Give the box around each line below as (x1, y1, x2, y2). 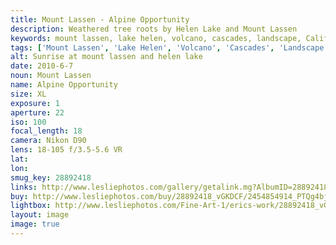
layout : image (10, 210, 70, 220)
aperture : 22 (10, 107, 65, 118)
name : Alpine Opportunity (10, 80, 118, 90)
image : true (10, 219, 60, 230)
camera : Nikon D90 (10, 136, 87, 146)
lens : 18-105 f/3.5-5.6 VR (10, 145, 123, 155)
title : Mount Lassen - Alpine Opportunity (10, 14, 190, 25)
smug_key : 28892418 (10, 172, 92, 183)
